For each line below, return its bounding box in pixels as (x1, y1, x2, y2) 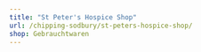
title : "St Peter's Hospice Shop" (9, 12, 138, 22)
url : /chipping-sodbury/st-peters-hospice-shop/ (9, 21, 193, 30)
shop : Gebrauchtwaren (9, 29, 90, 38)
